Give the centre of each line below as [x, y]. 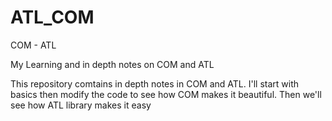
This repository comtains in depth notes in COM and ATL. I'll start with [155, 83]
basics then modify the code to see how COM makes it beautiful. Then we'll [166, 94]
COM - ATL [33, 45]
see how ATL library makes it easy [81, 105]
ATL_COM [52, 17]
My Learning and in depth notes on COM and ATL [112, 64]
